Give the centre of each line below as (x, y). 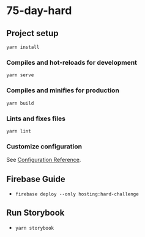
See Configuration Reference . (44, 160)
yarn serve (20, 75)
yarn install (23, 47)
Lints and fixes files (36, 119)
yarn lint (19, 131)
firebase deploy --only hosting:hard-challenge (77, 194)
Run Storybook (35, 213)
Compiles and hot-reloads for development (72, 62)
